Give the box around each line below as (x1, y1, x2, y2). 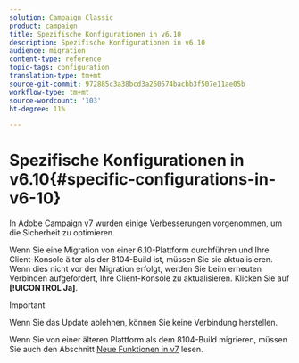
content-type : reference (9, 54, 102, 63)
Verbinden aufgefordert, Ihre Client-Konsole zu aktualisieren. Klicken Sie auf (9, 273, 290, 284)
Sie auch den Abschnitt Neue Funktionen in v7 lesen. (9, 344, 203, 355)
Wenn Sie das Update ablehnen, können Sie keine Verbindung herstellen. (9, 318, 278, 328)
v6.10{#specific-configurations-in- (9, 169, 277, 190)
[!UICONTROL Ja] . (9, 283, 79, 293)
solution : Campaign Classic (9, 12, 114, 22)
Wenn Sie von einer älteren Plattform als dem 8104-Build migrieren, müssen (9, 334, 288, 345)
